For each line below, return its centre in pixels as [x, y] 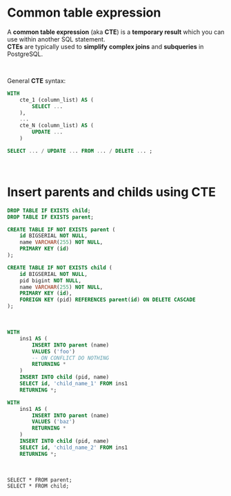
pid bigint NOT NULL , [50, 281]
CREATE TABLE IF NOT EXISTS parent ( [61, 230]
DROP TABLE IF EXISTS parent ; [51, 217]
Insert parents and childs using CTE [111, 192]
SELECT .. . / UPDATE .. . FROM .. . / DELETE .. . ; [80, 151]
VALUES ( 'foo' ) [54, 351]
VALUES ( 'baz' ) [54, 422]
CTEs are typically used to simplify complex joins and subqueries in [106, 46]
